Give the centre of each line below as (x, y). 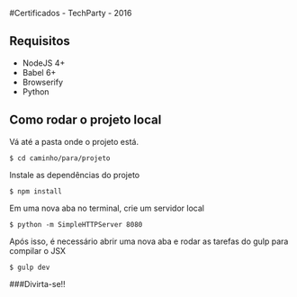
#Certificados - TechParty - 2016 (71, 13)
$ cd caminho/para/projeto (60, 158)
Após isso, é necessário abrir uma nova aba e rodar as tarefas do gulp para (149, 241)
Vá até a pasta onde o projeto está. (74, 141)
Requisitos (40, 41)
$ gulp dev (30, 267)
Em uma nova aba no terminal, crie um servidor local (107, 208)
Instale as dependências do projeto (75, 175)
